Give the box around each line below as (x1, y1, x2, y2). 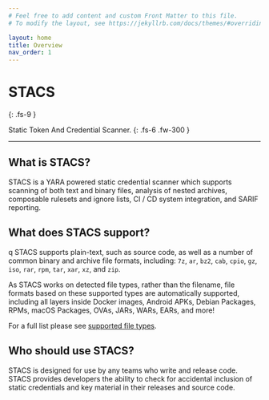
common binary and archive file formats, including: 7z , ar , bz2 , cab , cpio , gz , (8, 256, 258, 265)
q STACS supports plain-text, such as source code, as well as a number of (8, 247, 254, 257)
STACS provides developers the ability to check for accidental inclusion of (8, 374, 253, 383)
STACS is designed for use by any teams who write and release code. (8, 366, 238, 375)
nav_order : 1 (8, 49, 52, 57)
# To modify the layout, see (8, 19, 106, 27)
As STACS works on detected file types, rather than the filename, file (8, 280, 235, 289)
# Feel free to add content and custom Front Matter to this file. (8, 11, 239, 20)
